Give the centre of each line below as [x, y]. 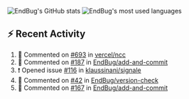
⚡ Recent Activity [47, 34]
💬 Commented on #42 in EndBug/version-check [88, 80]
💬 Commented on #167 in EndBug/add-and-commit [93, 88]
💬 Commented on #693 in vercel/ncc [72, 54]
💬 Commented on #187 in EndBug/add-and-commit [93, 62]
